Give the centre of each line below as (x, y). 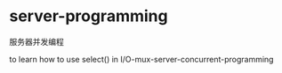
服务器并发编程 (36, 41)
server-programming (89, 16)
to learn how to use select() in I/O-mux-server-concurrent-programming (141, 59)
